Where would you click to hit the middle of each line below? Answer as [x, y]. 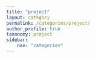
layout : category [28, 18]
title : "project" [28, 12]
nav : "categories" [40, 46]
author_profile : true [34, 29]
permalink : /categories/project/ [48, 23]
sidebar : [17, 40]
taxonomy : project [29, 34]
